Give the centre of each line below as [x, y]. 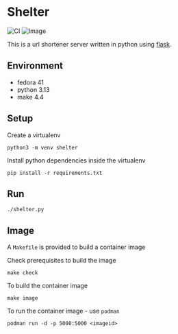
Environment [35, 66]
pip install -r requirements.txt [55, 173]
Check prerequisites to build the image [62, 261]
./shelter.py [26, 210]
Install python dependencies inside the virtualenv [76, 160]
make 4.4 [30, 97]
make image [23, 298]
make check [23, 273]
